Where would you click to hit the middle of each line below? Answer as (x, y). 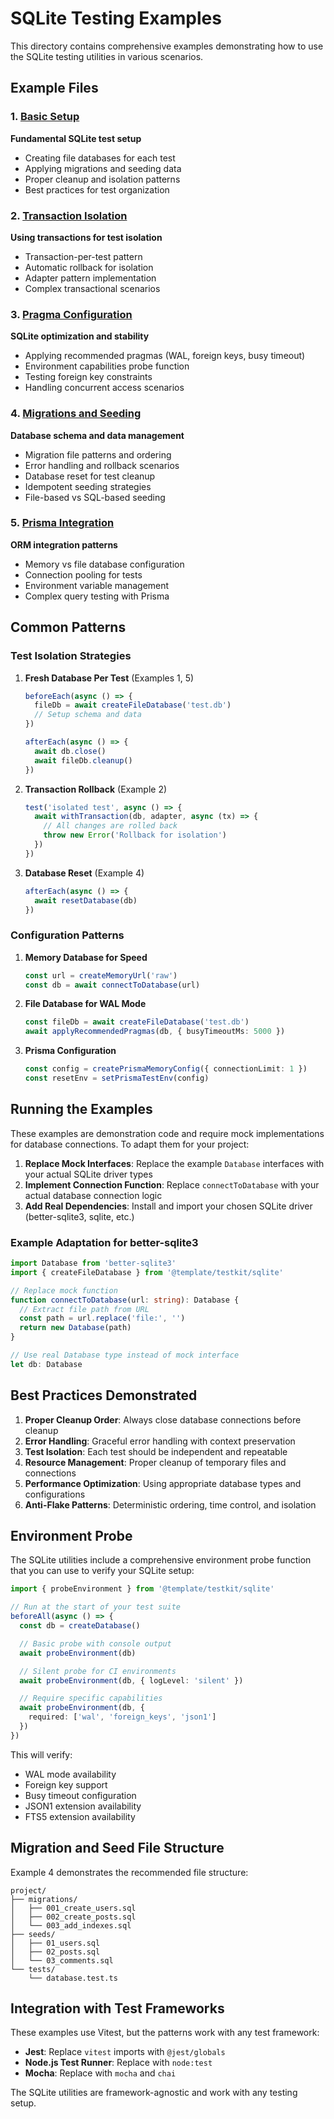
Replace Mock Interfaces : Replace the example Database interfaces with (174, 1163)
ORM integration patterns (64, 544)
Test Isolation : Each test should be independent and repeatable (156, 1451)
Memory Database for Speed (86, 957)
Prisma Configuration (70, 1051)
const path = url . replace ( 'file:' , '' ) (102, 1318)
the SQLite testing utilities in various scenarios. (107, 56)
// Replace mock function (64, 1290)
